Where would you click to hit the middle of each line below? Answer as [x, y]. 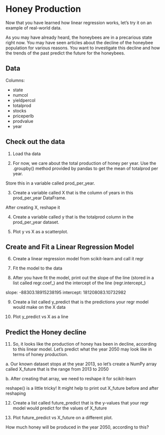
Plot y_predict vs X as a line [40, 317]
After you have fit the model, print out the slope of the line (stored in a [83, 278]
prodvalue [23, 121]
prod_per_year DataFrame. [40, 198]
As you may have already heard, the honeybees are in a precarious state [79, 37]
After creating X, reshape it [33, 207]
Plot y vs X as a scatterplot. [40, 231]
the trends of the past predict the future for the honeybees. [65, 53]
